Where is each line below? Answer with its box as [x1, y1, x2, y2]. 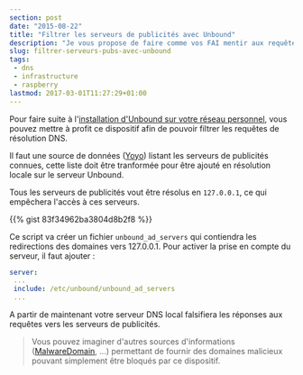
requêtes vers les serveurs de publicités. [9, 319, 161, 329]
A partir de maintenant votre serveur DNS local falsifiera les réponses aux [9, 309, 283, 320]
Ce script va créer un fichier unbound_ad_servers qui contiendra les [9, 231, 257, 242]
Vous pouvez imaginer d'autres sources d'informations [31, 336, 236, 347]
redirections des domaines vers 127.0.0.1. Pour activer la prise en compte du [9, 241, 291, 252]
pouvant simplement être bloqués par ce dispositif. [31, 355, 221, 366]
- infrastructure [13, 72, 78, 81]
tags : [9, 55, 30, 64]
